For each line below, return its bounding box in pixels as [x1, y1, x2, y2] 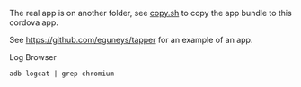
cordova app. [9, 17, 58, 28]
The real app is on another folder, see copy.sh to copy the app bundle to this [9, 8, 292, 18]
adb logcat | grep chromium [9, 69, 115, 78]
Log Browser [9, 52, 57, 62]
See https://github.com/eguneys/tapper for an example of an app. [9, 35, 253, 45]
